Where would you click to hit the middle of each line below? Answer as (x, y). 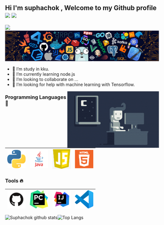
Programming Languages (36, 97)
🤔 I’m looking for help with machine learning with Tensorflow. (73, 84)
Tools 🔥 (14, 181)
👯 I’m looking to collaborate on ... (45, 80)
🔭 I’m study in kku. (31, 69)
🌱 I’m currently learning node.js (44, 74)
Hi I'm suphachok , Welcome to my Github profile (81, 8)
